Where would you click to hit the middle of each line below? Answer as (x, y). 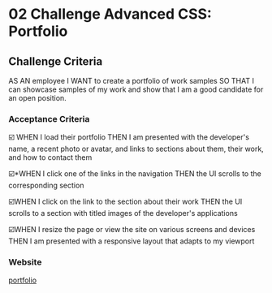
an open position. (37, 98)
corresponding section (46, 185)
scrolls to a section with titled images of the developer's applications (123, 213)
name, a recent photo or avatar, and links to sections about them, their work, (136, 149)
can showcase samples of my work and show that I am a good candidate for (136, 89)
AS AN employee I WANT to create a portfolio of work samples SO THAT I (131, 81)
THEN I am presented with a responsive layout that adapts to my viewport (132, 241)
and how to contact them (50, 157)
